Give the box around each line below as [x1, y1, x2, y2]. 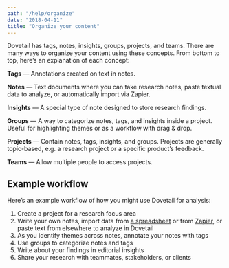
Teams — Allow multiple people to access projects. [7, 158, 153, 166]
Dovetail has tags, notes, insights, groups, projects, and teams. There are [7, 42, 215, 50]
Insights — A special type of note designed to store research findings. [7, 104, 207, 112]
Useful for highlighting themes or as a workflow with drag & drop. [7, 124, 193, 133]
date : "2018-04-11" [7, 16, 63, 23]
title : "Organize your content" [7, 23, 100, 30]
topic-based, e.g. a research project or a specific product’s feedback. [7, 145, 204, 153]
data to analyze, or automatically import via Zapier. [7, 90, 151, 98]
